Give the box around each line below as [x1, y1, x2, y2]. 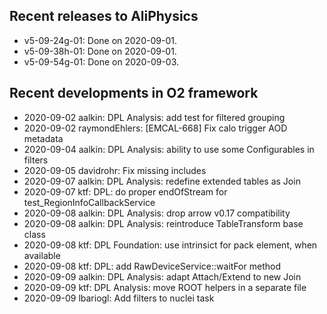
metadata [23, 132, 64, 144]
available [23, 249, 61, 261]
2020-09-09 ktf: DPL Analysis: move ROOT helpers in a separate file [23, 281, 307, 293]
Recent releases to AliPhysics [9, 8, 199, 25]
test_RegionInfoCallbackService [23, 196, 156, 208]
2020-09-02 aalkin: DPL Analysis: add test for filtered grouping [23, 111, 286, 123]
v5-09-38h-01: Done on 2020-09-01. [23, 45, 177, 57]
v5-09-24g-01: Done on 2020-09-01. [23, 34, 177, 46]
